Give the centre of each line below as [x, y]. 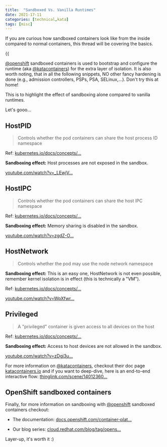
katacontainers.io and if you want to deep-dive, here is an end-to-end [78, 371]
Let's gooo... [18, 110]
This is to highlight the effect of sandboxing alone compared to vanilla [78, 95]
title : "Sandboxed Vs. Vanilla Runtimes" [50, 10]
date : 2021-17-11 [23, 15]
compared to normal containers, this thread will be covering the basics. [79, 44]
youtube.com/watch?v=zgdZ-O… [40, 235]
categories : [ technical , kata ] [37, 19]
